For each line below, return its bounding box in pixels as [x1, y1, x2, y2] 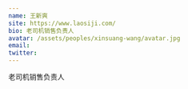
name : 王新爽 [8, 11, 48, 20]
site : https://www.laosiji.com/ [8, 19, 116, 27]
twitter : [8, 49, 38, 57]
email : [8, 42, 30, 50]
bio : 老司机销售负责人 [8, 26, 74, 34]
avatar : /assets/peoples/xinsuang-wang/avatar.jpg [8, 34, 181, 42]
